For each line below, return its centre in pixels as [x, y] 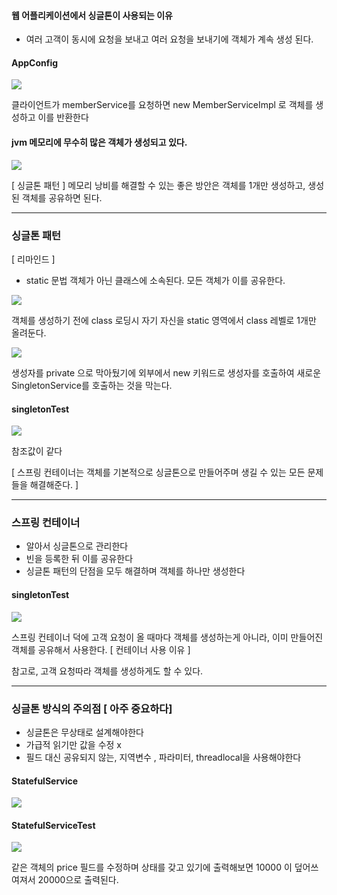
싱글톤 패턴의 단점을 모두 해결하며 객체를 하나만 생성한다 [135, 571]
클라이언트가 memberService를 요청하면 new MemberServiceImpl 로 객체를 [162, 105]
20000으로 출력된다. [78, 880]
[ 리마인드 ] [33, 259]
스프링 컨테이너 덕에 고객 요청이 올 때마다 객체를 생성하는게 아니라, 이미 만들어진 [167, 637]
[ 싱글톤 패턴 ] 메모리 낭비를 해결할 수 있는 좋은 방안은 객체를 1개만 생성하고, [158, 185]
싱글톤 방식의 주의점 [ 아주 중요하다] [92, 708]
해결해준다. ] [54, 485]
